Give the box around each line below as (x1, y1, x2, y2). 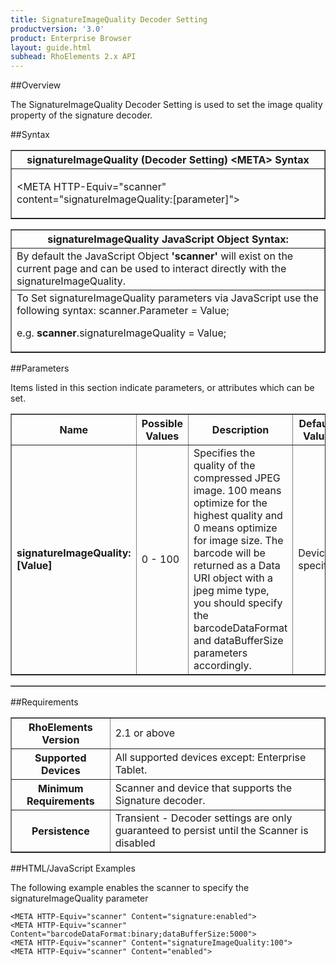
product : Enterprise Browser (10, 33, 132, 43)
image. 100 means (193, 484, 282, 498)
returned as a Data (193, 559, 281, 573)
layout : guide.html (10, 42, 92, 53)
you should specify (193, 596, 283, 610)
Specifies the (193, 446, 256, 460)
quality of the (193, 459, 256, 473)
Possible (141, 417, 183, 431)
